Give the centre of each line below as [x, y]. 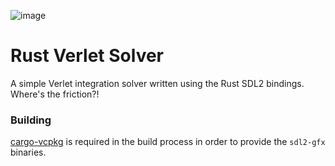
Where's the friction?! [55, 94]
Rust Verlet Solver [87, 56]
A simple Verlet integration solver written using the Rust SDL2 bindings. [157, 83]
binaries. [28, 152]
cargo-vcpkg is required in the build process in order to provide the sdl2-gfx [168, 142]
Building [31, 120]
